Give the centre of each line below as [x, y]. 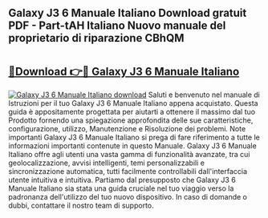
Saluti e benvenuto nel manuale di [204, 95]
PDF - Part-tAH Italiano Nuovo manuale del [117, 26]
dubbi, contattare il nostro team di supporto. [81, 205]
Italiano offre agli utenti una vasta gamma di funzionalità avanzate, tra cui [129, 154]
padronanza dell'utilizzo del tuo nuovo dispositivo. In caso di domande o [128, 197]
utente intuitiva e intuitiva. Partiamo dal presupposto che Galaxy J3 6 [122, 180]
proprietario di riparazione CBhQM [96, 38]
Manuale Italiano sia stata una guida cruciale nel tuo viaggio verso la [121, 188]
